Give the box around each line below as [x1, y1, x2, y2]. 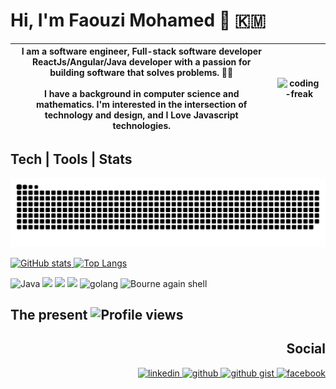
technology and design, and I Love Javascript [44, 109, 239, 121]
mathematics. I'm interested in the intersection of [36, 99, 248, 111]
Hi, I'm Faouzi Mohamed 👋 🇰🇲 [10, 9, 267, 32]
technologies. [112, 120, 172, 132]
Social [286, 340, 326, 358]
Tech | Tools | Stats [10, 151, 133, 168]
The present [10, 306, 88, 323]
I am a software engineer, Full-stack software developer [21, 45, 262, 58]
